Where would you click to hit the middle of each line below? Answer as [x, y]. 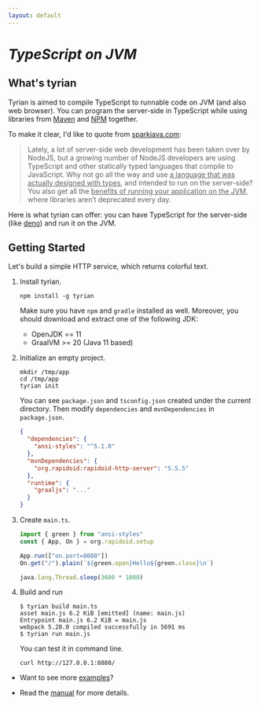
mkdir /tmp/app [44, 373]
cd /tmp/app [39, 379]
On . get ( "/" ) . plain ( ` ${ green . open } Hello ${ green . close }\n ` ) [116, 563]
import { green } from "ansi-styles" [81, 534]
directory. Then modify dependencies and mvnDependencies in [117, 409]
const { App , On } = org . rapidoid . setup [86, 542]
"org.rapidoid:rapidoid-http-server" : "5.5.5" [112, 468]
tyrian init [39, 386]
